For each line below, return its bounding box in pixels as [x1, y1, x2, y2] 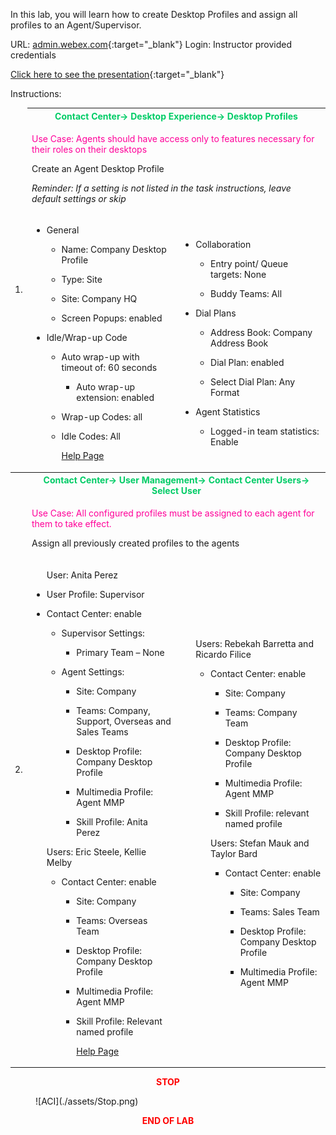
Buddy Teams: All [210, 287, 283, 299]
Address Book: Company [210, 326, 313, 338]
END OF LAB [141, 1115, 195, 1126]
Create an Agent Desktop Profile [31, 162, 165, 174]
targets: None [210, 268, 267, 280]
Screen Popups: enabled [61, 312, 163, 324]
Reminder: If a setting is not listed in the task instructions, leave [31, 182, 292, 194]
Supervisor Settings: [61, 627, 145, 639]
